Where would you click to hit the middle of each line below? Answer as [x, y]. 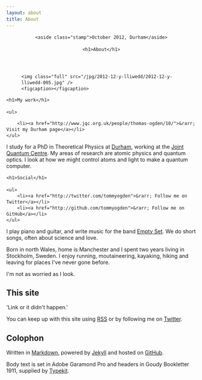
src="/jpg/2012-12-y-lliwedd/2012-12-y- [121, 76]
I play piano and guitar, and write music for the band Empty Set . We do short [101, 231]
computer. [19, 166]
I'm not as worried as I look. [41, 274]
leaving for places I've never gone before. [58, 262]
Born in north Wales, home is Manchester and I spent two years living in [96, 249]
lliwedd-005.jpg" [43, 82]
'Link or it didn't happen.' [37, 308]
